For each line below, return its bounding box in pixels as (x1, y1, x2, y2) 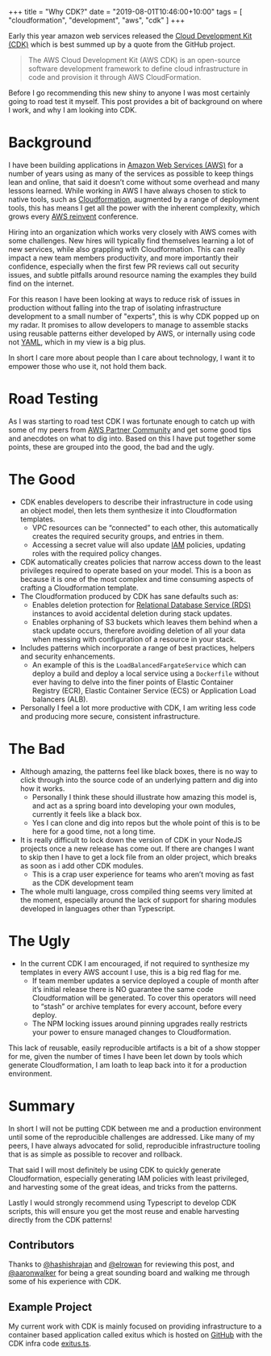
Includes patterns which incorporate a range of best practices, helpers (19, 642, 256, 652)
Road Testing (8, 390, 98, 408)
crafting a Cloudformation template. (19, 583, 139, 592)
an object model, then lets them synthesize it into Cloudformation (19, 505, 238, 515)
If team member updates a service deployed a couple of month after (31, 976, 260, 986)
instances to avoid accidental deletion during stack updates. (31, 609, 232, 618)
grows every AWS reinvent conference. (8, 211, 139, 221)
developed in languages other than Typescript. (19, 903, 176, 913)
